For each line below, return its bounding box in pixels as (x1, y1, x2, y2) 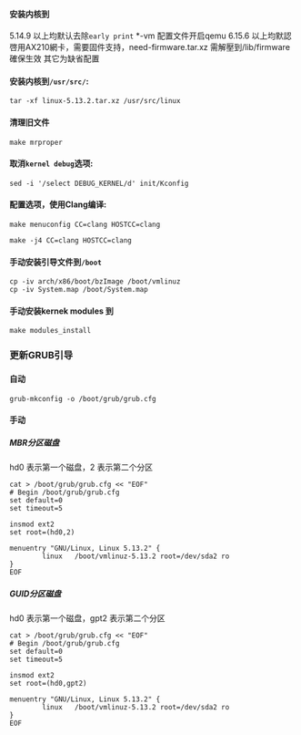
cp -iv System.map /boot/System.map (9, 285, 148, 295)
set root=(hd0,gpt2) (9, 679, 88, 688)
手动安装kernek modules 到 (9, 305, 114, 316)
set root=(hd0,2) (9, 528, 75, 537)
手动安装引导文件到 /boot (9, 256, 102, 267)
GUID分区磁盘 (9, 588, 62, 599)
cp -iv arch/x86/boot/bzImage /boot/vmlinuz (9, 277, 181, 286)
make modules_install (9, 326, 92, 336)
